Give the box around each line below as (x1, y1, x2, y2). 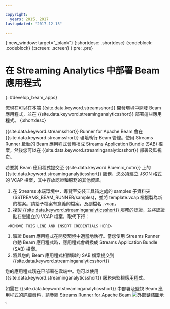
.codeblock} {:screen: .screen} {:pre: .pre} (5, 45, 93, 51)
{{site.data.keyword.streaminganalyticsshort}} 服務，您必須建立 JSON (5, 171, 152, 177)
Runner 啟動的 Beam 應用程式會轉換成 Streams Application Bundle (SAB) (5, 141, 157, 147)
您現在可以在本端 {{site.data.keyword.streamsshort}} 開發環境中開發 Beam (5, 105, 161, 111)
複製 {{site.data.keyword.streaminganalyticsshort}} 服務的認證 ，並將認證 (12, 207, 165, 213)
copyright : (5, 12, 28, 17)
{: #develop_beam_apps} (5, 95, 57, 101)
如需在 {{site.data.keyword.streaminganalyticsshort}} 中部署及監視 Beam (5, 286, 157, 292)
